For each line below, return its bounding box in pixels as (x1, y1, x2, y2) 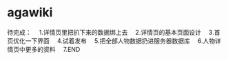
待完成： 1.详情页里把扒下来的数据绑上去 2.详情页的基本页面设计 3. (7, 28, 215, 36)
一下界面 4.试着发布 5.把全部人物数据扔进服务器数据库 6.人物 (25, 36, 216, 45)
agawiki (7, 5, 53, 20)
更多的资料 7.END (25, 45, 81, 53)
